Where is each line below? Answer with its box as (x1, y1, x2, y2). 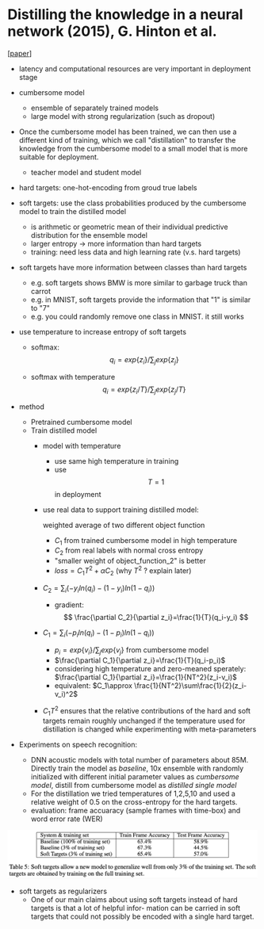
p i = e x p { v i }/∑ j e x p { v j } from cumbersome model (54, 645, 209, 656)
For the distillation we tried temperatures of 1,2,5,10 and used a (30, 789, 235, 798)
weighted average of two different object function (42, 520, 205, 529)
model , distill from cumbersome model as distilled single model (30, 781, 237, 790)
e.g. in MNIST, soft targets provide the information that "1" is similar (30, 295, 251, 304)
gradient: (54, 600, 84, 610)
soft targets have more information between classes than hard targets (18, 262, 247, 272)
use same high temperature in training (54, 456, 179, 465)
